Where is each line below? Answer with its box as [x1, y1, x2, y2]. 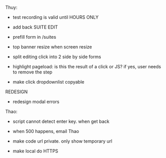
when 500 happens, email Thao [12, 128, 79, 134]
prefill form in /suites [12, 34, 57, 40]
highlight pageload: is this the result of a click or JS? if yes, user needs [12, 64, 161, 69]
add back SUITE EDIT [12, 24, 58, 30]
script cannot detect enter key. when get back [12, 118, 109, 124]
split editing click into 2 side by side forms [12, 54, 101, 60]
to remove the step [12, 69, 52, 75]
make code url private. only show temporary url [12, 138, 113, 144]
